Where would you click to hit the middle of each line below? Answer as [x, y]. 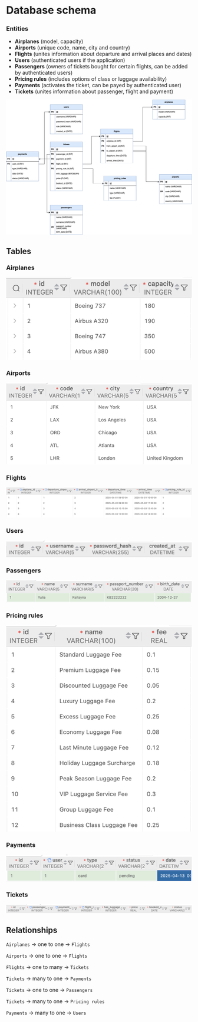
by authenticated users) [44, 73]
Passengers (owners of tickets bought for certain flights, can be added [101, 67]
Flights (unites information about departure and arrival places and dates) [103, 54]
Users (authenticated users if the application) [70, 60]
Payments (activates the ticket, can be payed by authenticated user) [98, 85]
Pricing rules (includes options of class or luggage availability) [91, 79]
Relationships [32, 930]
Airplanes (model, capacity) [49, 41]
